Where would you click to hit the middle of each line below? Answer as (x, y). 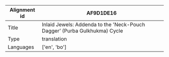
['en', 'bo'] (54, 47)
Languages (21, 47)
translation (54, 39)
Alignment (22, 10)
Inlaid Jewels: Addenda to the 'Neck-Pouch (94, 24)
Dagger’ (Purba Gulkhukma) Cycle (82, 31)
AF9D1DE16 (102, 13)
